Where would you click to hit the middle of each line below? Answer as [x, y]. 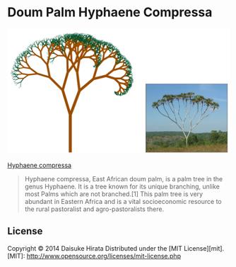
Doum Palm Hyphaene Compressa [110, 12]
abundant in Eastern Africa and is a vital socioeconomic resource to [123, 201]
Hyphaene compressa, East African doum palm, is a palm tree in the [124, 178]
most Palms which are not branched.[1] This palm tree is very [114, 194]
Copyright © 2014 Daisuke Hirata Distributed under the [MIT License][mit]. [116, 248]
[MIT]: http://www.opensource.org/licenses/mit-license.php [94, 256]
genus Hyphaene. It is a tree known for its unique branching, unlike [122, 186]
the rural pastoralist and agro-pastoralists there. [94, 209]
